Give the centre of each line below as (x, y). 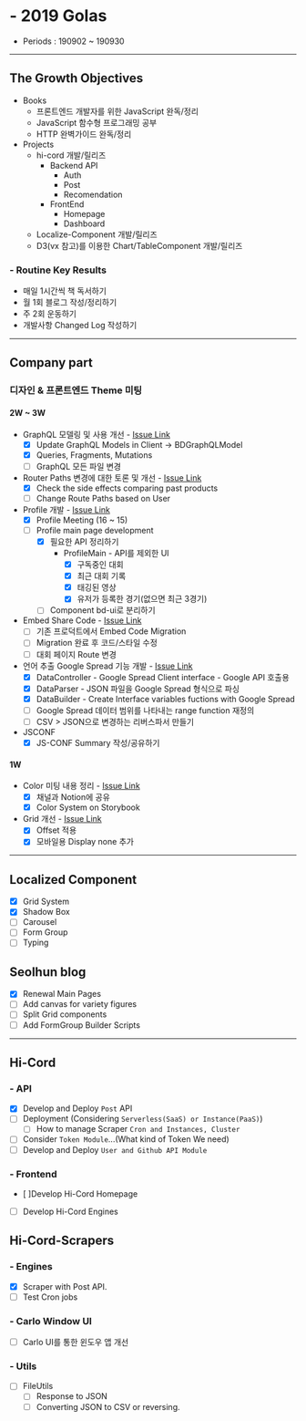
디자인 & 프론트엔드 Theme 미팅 (76, 390)
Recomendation (93, 194)
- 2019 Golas (58, 16)
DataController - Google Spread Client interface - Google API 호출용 (163, 677)
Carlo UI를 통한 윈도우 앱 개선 (76, 1343)
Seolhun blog (48, 972)
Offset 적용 (56, 830)
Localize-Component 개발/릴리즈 (97, 234)
